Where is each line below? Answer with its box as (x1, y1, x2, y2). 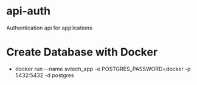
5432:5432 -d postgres (15, 71, 74, 79)
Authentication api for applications (6, 24, 92, 31)
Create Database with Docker (6, 45, 158, 59)
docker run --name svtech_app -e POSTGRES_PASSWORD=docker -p (15, 65, 191, 72)
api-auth (6, 4, 51, 18)
